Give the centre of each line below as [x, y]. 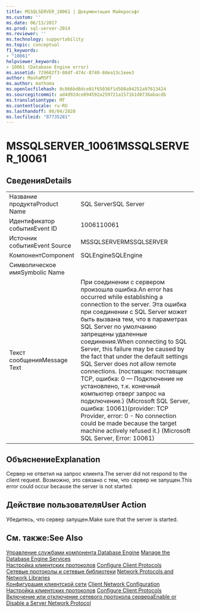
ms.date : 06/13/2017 [32, 23]
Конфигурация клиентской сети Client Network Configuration [83, 584]
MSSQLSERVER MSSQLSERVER [124, 242]
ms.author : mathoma [30, 84]
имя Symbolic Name [37, 272]
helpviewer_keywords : [33, 61]
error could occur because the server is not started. [70, 487]
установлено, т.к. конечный [120, 386]
